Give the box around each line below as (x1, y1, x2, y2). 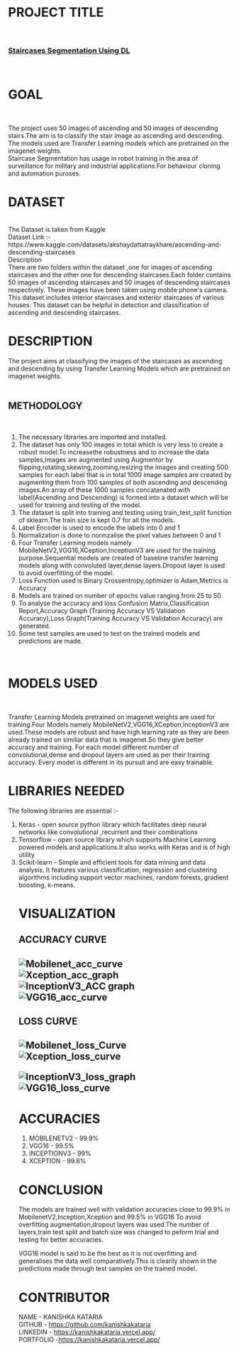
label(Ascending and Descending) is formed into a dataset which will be (18, 493, 229, 501)
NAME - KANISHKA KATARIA (18, 1313, 103, 1321)
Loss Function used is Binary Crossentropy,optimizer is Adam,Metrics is (18, 576, 229, 584)
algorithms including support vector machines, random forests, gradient (18, 872, 229, 882)
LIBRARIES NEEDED (8, 783, 125, 799)
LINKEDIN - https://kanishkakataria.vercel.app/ (18, 1328, 155, 1337)
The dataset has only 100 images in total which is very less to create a (18, 440, 223, 449)
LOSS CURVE (18, 1015, 78, 1027)
